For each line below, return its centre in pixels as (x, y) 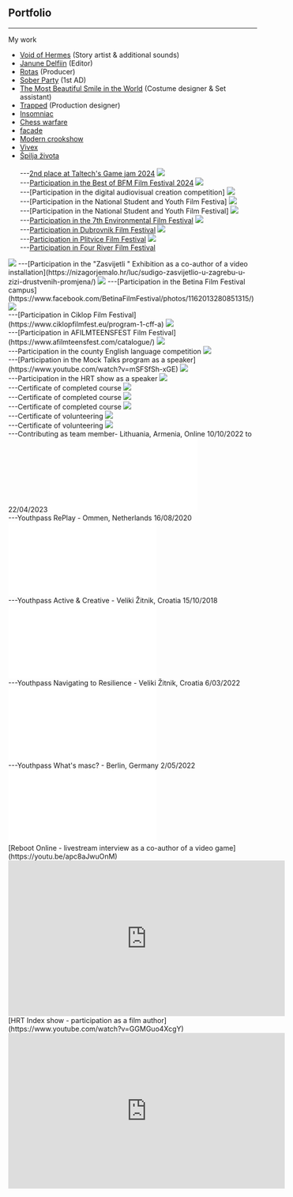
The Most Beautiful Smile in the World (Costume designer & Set (123, 88)
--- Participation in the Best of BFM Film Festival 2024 (107, 183)
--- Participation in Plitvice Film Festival (83, 239)
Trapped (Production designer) (70, 105)
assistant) (36, 96)
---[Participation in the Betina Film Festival (177, 281)
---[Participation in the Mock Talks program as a (87, 360)
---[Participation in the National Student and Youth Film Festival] (124, 211)
